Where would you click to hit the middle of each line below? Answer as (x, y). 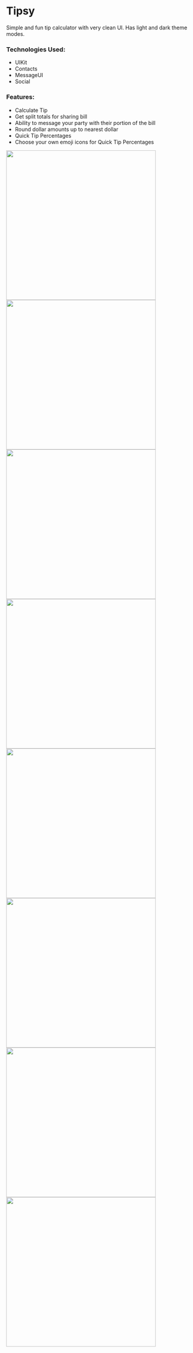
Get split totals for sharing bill (51, 116)
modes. (16, 33)
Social (22, 81)
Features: (20, 97)
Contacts (26, 69)
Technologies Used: (36, 49)
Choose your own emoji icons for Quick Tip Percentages (84, 142)
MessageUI (29, 75)
